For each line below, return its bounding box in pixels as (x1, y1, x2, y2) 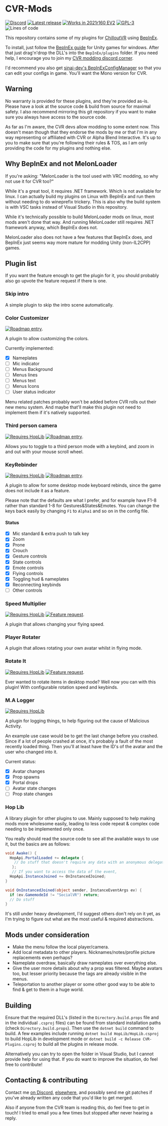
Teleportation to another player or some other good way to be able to (12, 981, 155, 988)
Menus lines (12, 372, 38, 378)
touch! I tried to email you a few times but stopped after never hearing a (5, 1109, 153, 1115)
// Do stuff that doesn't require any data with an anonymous (14, 860, 146, 865)
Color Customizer (5, 314, 49, 321)
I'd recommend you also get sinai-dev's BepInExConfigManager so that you (5, 65, 161, 71)
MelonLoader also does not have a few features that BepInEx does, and (5, 234, 152, 240)
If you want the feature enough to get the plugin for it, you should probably (5, 272, 159, 278)
